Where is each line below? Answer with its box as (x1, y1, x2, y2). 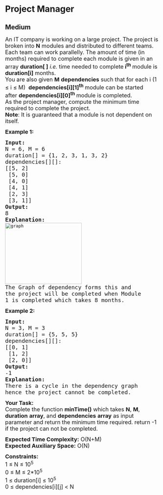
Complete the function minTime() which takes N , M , (5, 406, 140, 413)
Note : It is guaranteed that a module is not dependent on (5, 111, 152, 118)
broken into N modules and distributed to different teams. (5, 43, 154, 49)
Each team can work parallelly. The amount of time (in (5, 49, 145, 56)
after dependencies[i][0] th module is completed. (5, 91, 132, 99)
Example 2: (5, 307, 35, 314)
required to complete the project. (5, 105, 91, 112)
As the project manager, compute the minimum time (5, 98, 140, 105)
